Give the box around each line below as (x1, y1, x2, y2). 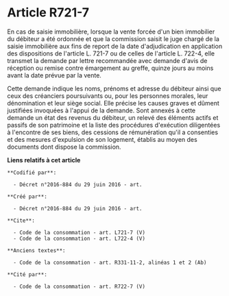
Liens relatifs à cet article (7, 156, 81, 164)
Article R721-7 (7, 5, 90, 21)
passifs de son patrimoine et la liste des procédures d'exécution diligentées (7, 121, 221, 129)
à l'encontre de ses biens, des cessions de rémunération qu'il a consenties (7, 128, 218, 136)
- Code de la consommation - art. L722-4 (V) (13, 235, 146, 242)
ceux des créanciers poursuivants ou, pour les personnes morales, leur (7, 91, 208, 100)
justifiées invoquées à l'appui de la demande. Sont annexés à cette (7, 106, 196, 114)
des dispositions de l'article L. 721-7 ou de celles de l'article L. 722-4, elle (7, 49, 215, 58)
